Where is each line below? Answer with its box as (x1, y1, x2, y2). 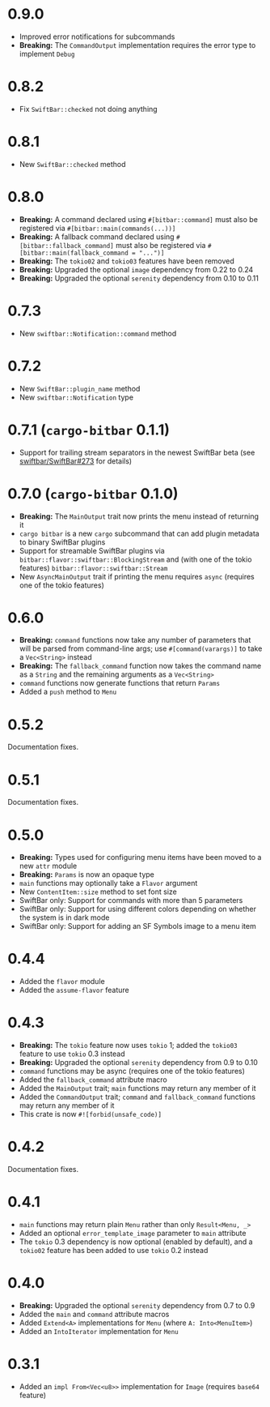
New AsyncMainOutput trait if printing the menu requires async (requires (19, 571, 255, 581)
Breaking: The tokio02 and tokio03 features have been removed (19, 256, 235, 266)
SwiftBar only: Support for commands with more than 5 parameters (19, 896, 243, 905)
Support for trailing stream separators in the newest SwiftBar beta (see (19, 447, 255, 457)
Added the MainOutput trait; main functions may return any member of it (19, 1084, 256, 1093)
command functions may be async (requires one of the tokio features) (19, 1067, 246, 1076)
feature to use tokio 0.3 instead (19, 1049, 125, 1058)
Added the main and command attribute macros (19, 1309, 170, 1319)
